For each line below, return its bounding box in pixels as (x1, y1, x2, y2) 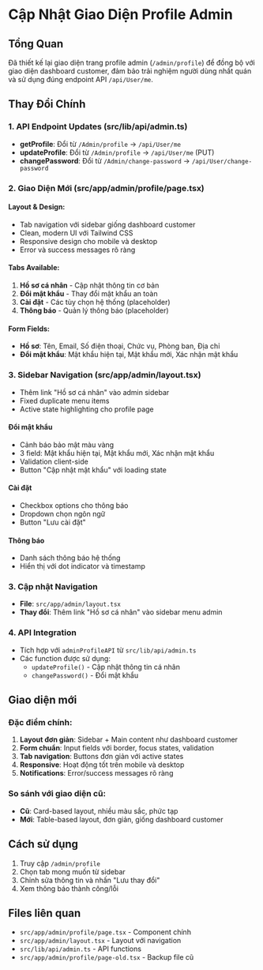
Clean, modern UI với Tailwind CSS (19, 227, 133, 238)
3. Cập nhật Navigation (8, 581, 98, 592)
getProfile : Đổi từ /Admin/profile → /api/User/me (19, 139, 182, 149)
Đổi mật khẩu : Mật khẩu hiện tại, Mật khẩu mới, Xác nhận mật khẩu (19, 350, 239, 359)
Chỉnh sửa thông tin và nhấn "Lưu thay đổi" (19, 875, 160, 885)
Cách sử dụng (8, 837, 79, 851)
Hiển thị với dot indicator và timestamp (19, 562, 146, 571)
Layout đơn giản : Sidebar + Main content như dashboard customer (19, 735, 239, 744)
